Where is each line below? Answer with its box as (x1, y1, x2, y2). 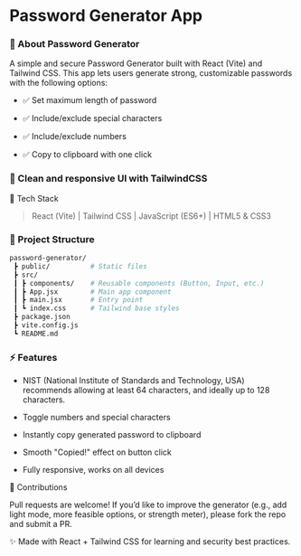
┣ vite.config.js (13, 321, 79, 330)
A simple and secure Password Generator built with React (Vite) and (9, 58, 263, 69)
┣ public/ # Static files (13, 261, 147, 271)
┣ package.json (13, 313, 71, 322)
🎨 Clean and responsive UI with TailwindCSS (9, 173, 208, 185)
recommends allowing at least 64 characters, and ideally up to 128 (22, 385, 270, 396)
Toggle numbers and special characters (22, 412, 171, 423)
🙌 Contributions (9, 482, 68, 493)
